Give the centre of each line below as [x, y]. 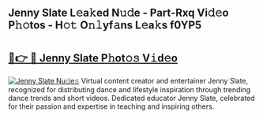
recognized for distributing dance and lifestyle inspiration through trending [130, 89]
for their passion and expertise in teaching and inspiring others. [111, 106]
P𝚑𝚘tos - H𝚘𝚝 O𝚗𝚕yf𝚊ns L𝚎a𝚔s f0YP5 [105, 26]
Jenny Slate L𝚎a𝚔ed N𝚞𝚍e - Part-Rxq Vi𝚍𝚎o [118, 13]
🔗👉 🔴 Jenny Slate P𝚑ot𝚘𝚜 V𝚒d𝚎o [93, 58]
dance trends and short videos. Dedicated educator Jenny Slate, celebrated [131, 98]
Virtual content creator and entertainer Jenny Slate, [165, 81]
